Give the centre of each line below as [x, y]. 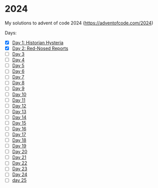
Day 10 [19, 94]
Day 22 [19, 163]
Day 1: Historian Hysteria [38, 42]
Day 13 [19, 111]
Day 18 [19, 140]
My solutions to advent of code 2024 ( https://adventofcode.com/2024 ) [79, 23]
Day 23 [19, 169]
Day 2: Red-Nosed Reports [40, 48]
